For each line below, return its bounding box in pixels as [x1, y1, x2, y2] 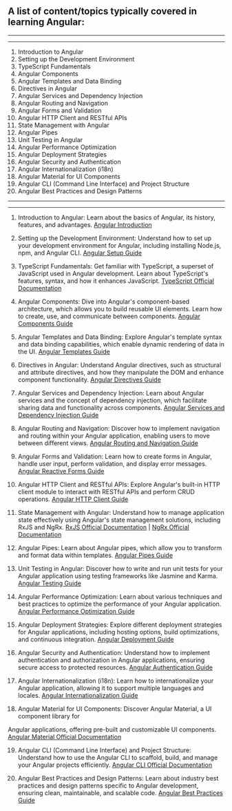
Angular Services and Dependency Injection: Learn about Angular [17, 389, 204, 397]
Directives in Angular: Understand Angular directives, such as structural [17, 360, 222, 369]
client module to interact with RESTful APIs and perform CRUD [17, 487, 196, 496]
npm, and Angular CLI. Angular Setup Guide [17, 248, 143, 257]
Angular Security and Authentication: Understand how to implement [17, 648, 211, 656]
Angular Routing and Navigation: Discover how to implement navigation [17, 424, 220, 432]
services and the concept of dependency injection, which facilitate [17, 396, 207, 404]
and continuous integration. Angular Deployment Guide [17, 635, 174, 643]
